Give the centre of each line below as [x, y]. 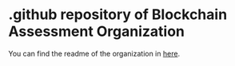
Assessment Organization [97, 31]
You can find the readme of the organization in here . [94, 53]
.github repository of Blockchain [118, 15]
